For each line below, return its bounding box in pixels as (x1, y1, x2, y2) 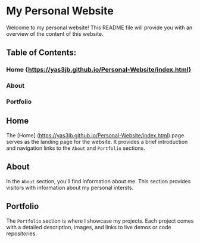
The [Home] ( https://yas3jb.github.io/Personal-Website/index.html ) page (6, 131, 185, 139)
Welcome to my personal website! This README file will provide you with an (6, 24, 193, 31)
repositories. (6, 230, 37, 237)
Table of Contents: (6, 48, 77, 58)
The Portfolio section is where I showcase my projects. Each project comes (6, 217, 194, 224)
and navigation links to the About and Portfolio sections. (6, 144, 146, 152)
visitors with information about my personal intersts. (6, 184, 134, 191)
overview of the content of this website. (6, 30, 104, 37)
